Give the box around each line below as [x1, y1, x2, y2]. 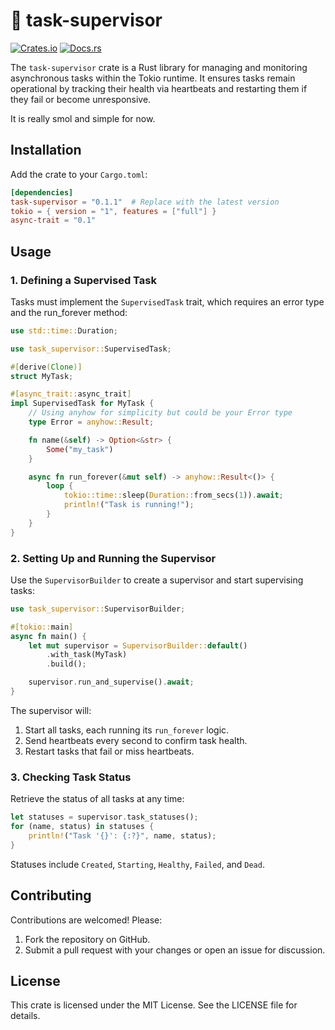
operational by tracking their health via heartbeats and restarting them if [10, 82, 308, 94]
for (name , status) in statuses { [10, 822, 155, 832]
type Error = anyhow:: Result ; [28, 417, 155, 428]
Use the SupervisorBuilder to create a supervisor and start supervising [10, 574, 304, 586]
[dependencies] [10, 187, 74, 198]
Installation [10, 142, 82, 159]
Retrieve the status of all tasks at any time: [10, 793, 185, 805]
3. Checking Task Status [10, 770, 132, 784]
